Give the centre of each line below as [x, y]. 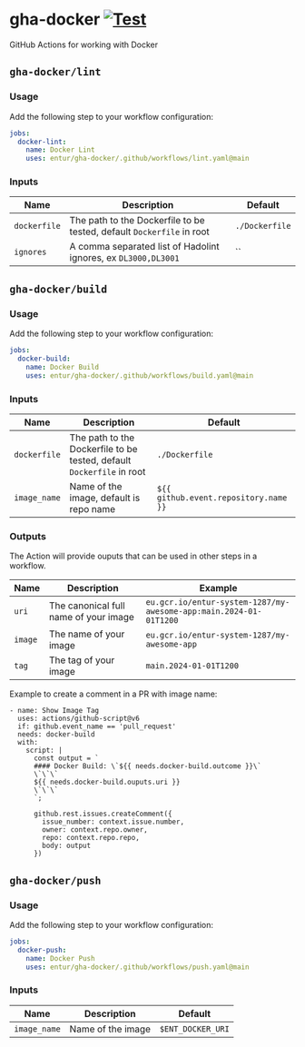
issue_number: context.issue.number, [113, 822]
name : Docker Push [60, 958]
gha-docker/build [58, 289]
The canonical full [87, 606]
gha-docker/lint [55, 72]
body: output [67, 846]
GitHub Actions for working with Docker [84, 44]
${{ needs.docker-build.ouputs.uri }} [107, 782]
